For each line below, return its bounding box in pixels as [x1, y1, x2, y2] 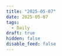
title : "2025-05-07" [6, 8, 57, 15]
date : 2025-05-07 [6, 14, 49, 20]
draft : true [6, 30, 35, 36]
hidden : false [6, 36, 41, 41]
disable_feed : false [6, 41, 57, 47]
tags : [6, 19, 19, 25]
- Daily [11, 24, 30, 31]
